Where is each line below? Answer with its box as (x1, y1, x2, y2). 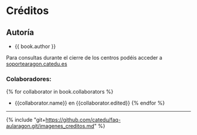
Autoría (6, 27, 34, 37)
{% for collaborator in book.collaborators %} (6, 88, 114, 95)
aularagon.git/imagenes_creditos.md (6, 123, 95, 130)
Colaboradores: (6, 75, 52, 83)
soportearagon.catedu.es (6, 60, 67, 67)
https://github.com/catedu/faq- (45, 116, 121, 123)
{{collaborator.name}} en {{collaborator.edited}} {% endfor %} (14, 99, 165, 106)
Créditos (6, 4, 49, 18)
